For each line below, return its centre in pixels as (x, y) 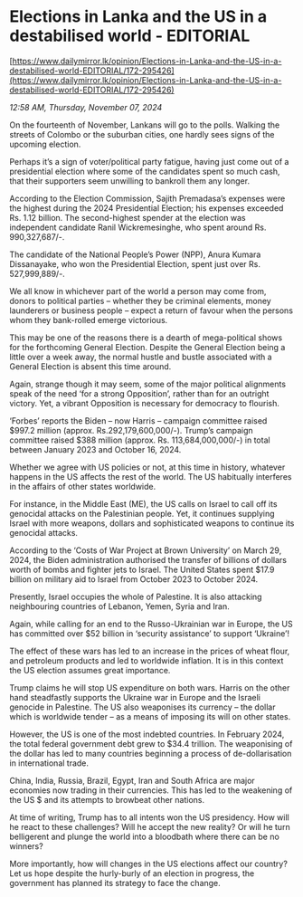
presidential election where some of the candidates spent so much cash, (145, 171)
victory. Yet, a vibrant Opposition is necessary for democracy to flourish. (145, 403)
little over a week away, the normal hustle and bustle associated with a (141, 357)
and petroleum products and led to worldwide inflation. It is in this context (147, 660)
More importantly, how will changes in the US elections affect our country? (148, 864)
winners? (26, 846)
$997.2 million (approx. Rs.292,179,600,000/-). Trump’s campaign (131, 430)
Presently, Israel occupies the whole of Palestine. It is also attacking (136, 596)
